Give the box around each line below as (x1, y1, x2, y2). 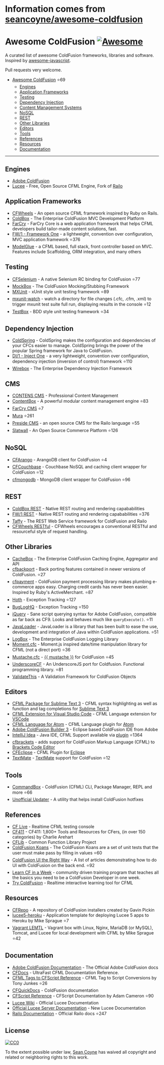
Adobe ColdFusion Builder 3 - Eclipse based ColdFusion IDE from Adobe (12, 727, 158, 733)
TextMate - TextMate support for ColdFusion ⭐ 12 (12, 755, 111, 761)
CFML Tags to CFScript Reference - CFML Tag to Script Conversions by (12, 975, 157, 980)
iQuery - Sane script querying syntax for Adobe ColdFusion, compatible (12, 611, 157, 617)
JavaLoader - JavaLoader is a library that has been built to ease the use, (12, 623, 159, 629)
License (5, 1026, 30, 1035)
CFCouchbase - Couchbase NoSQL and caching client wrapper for (12, 464, 147, 470)
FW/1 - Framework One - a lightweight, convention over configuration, (12, 231, 153, 237)
